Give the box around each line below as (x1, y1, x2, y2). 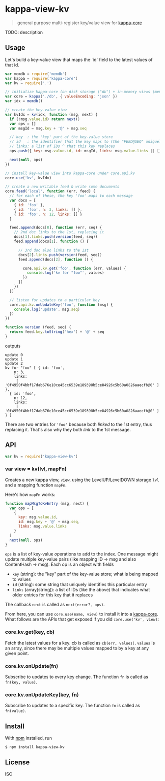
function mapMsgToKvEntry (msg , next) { (5, 501, 89, 506)
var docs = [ (9, 198, 36, 203)
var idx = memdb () (5, 98, 43, 104)
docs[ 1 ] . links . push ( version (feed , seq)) (14, 234, 98, 239)
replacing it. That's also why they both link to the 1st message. (5, 426, 131, 432)
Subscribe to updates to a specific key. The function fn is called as (5, 703, 140, 709)
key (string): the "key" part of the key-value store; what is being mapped (12, 571, 159, 577)
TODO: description (5, 29, 43, 35)
